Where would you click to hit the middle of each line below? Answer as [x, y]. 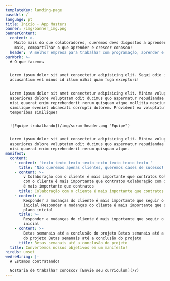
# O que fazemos [27, 62]
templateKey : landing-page [34, 10]
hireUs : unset [20, 252]
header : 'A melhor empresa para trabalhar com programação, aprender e [87, 52]
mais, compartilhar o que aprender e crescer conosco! [73, 48]
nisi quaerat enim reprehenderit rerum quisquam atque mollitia [79, 103]
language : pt [19, 19]
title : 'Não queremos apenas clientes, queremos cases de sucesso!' [92, 167]
